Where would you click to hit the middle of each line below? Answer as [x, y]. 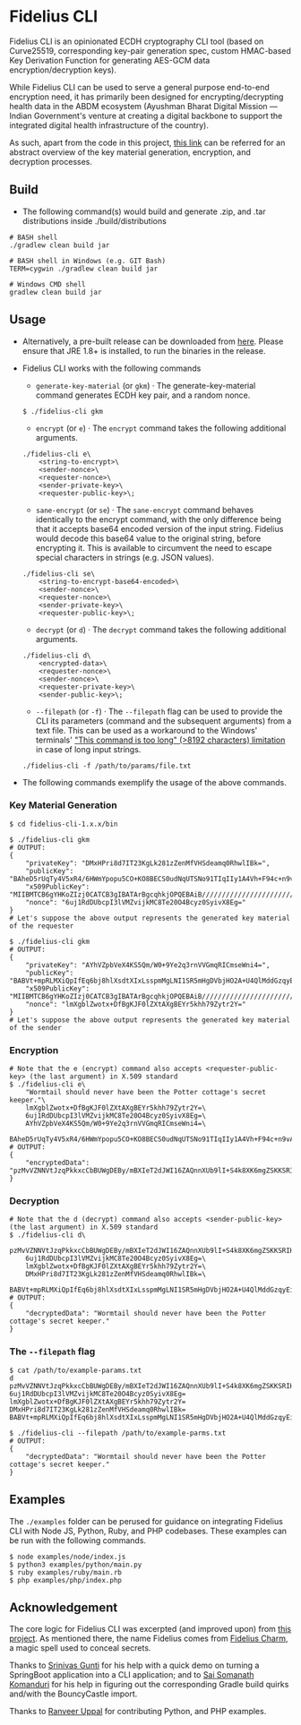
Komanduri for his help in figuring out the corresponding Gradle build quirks [149, 1685]
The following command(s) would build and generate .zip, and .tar [144, 211]
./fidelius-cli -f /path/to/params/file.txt [107, 766]
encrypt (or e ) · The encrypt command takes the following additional [161, 428]
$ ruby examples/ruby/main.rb [66, 1572]
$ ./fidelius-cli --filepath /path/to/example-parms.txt [118, 1433]
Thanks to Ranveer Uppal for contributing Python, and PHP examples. [138, 1712]
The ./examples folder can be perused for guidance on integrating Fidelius [146, 1521]
